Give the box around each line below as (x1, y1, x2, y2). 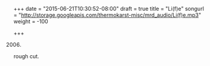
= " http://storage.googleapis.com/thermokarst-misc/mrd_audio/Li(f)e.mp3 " (13, 11, 202, 19)
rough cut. (13, 53, 39, 59)
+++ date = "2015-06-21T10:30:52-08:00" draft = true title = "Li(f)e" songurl (13, 5, 205, 12)
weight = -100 (13, 18, 48, 25)
